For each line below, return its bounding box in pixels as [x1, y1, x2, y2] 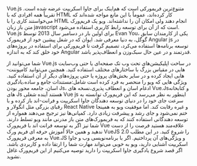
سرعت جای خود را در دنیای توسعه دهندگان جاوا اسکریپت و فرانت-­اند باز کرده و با [6, 97, 184, 104]
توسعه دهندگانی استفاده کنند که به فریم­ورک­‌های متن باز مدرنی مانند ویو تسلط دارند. [6, 116, 188, 122]
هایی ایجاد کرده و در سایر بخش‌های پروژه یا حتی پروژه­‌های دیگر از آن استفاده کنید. [6, 72, 185, 79]
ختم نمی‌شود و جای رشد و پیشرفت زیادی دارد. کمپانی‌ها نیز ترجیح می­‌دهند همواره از [6, 109, 188, 116]
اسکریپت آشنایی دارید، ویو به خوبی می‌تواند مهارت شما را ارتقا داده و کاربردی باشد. [6, 140, 188, 147]
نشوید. [6, 153, 21, 160]
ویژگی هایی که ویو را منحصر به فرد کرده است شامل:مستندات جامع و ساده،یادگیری [6, 78, 187, 85]
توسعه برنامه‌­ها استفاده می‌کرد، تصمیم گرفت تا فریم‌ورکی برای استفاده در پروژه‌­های [6, 42, 189, 49]
